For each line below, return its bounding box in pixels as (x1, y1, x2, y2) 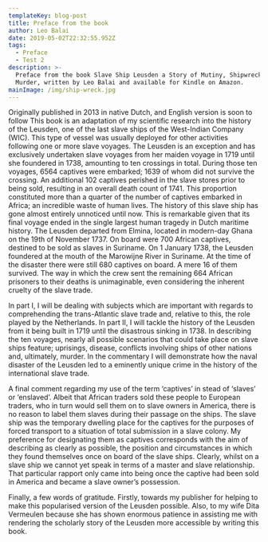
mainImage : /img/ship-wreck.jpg (8, 85, 116, 94)
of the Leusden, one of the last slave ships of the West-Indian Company (8, 124, 244, 134)
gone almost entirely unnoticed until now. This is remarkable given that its (8, 209, 250, 219)
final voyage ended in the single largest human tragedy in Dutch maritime (8, 218, 250, 227)
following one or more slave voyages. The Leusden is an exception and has (8, 141, 256, 151)
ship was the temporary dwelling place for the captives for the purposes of (8, 418, 254, 427)
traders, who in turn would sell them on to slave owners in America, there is (8, 401, 257, 410)
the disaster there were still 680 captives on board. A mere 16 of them (8, 260, 238, 269)
